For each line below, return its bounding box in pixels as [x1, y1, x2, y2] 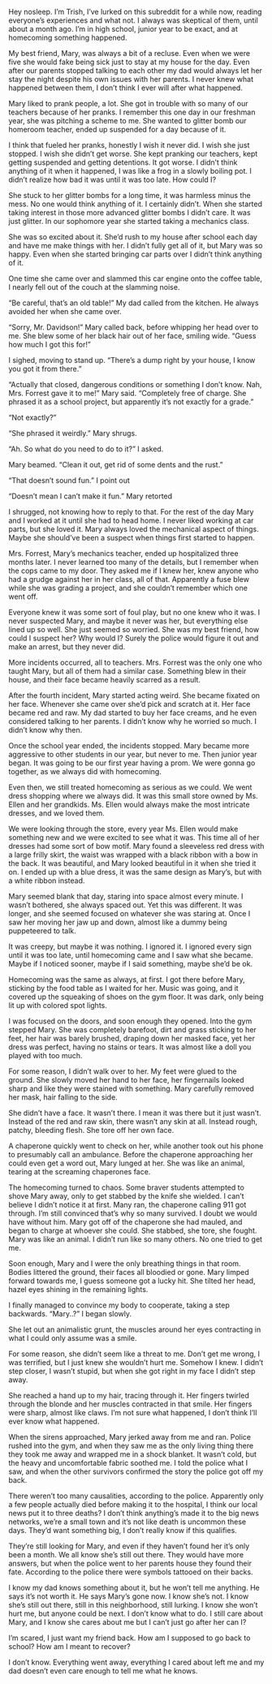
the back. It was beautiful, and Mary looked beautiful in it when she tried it [8, 859, 257, 868]
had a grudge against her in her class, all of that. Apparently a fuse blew [8, 575, 250, 584]
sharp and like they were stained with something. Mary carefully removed [8, 1083, 254, 1093]
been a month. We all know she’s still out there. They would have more [8, 1550, 244, 1559]
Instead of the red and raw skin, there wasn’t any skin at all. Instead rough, [8, 1117, 258, 1126]
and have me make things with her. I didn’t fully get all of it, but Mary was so [8, 241, 263, 250]
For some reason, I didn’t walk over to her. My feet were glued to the [8, 1066, 237, 1076]
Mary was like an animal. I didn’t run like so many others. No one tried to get [8, 1234, 262, 1244]
